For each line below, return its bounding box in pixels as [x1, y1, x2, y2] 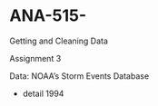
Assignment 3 [9, 53, 62, 63]
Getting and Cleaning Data [9, 35, 109, 46]
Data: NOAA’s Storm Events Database [9, 70, 150, 82]
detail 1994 [22, 88, 64, 99]
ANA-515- [9, 5, 87, 26]
